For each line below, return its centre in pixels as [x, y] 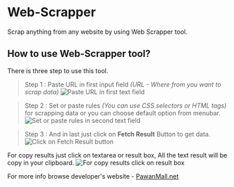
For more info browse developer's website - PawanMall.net [93, 176]
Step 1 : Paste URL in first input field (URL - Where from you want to [123, 84]
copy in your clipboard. [41, 162]
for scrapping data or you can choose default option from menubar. [122, 112]
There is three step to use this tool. [58, 70]
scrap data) [42, 91]
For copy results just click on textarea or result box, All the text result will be [117, 155]
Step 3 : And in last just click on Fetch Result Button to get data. [117, 134]
